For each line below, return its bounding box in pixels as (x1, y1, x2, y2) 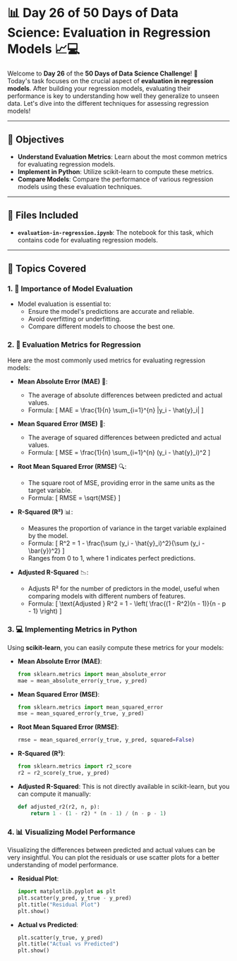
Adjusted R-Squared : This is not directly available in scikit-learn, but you (17, 782, 230, 790)
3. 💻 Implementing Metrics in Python (7, 625, 138, 635)
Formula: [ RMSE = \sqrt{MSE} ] (28, 494, 121, 502)
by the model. (28, 531, 68, 539)
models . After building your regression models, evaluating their (7, 84, 191, 92)
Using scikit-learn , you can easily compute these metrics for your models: (7, 643, 224, 651)
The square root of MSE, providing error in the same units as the (28, 478, 215, 486)
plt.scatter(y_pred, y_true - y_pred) (17, 894, 132, 902)
